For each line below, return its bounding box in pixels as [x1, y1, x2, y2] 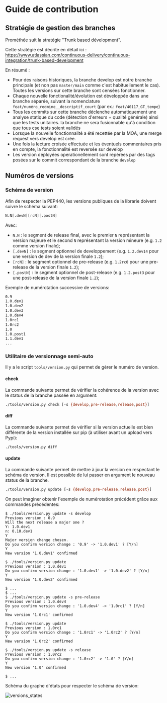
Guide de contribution [5, 4, 99, 15]
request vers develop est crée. [12, 136, 76, 141]
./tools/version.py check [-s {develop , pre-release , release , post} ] [5, 402, 150, 407]
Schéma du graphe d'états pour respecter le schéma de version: [5, 682, 139, 688]
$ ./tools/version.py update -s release [5, 647, 92, 652]
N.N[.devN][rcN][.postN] [5, 213, 57, 218]
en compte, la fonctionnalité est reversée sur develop [12, 146, 123, 152]
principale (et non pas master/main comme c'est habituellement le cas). [12, 82, 160, 88]
